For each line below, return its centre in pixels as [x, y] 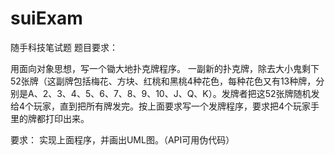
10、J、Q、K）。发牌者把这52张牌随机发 [237, 93]
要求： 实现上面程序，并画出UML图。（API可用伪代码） [122, 139]
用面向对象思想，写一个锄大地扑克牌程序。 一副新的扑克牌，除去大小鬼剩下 [165, 68]
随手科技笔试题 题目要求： [64, 47]
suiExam [46, 18]
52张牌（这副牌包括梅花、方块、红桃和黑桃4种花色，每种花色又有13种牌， [163, 81]
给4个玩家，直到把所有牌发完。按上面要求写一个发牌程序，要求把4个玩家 [161, 106]
